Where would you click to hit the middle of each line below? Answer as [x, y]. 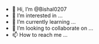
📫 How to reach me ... [40, 35]
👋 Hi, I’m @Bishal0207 [39, 9]
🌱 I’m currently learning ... [44, 22]
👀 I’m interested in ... [37, 15]
